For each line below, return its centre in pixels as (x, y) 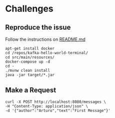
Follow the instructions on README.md (45, 39)
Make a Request (31, 90)
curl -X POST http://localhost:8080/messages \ (56, 102)
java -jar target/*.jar (30, 75)
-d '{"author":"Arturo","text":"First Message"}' (58, 110)
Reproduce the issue (38, 27)
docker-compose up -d (28, 62)
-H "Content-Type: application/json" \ (47, 106)
